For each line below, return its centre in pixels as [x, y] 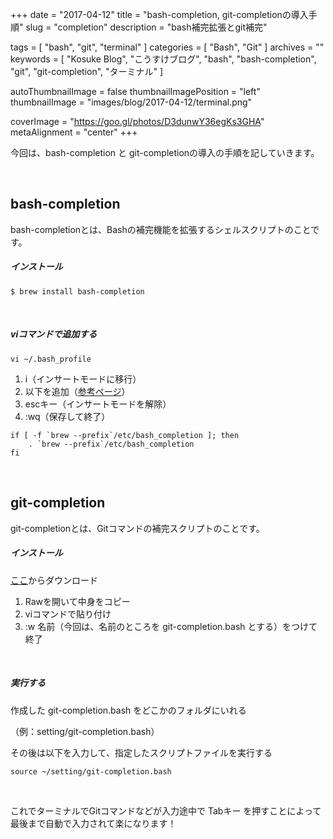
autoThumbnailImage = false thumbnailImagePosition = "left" [135, 91]
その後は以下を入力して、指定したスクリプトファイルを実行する [141, 752]
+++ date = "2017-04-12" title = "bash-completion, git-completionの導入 [159, 14]
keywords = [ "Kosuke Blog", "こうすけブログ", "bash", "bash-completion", [163, 59]
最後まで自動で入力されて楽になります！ [93, 823]
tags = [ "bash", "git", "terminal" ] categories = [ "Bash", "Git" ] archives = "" [167, 47]
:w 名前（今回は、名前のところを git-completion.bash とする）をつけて [171, 626]
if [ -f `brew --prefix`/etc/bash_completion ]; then [125, 435]
